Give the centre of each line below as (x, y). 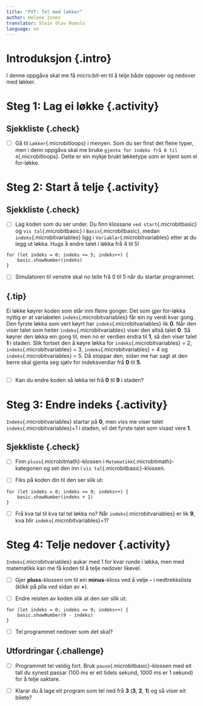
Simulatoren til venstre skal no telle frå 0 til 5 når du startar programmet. (105, 277)
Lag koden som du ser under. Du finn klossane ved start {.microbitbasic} (106, 224)
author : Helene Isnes (34, 18)
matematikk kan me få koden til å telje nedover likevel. (74, 568)
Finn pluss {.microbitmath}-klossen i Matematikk (74, 461)
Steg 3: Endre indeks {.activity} (87, 405)
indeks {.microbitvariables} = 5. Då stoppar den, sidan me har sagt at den (97, 356)
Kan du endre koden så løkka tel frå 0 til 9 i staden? (79, 380)
